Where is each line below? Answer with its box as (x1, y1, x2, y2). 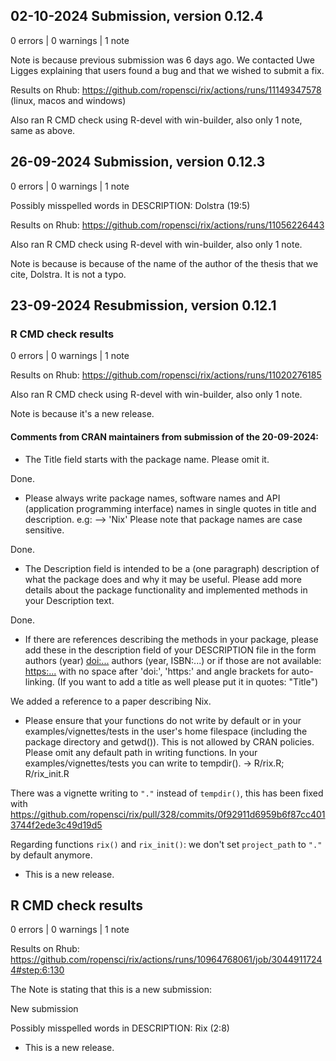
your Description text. (24, 594, 115, 606)
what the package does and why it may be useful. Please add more (24, 573, 302, 585)
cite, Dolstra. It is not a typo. (10, 268, 127, 280)
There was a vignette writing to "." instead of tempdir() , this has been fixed (10, 787, 324, 799)
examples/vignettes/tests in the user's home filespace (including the (24, 725, 308, 737)
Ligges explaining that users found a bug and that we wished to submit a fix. (10, 64, 325, 76)
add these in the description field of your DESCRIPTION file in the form (24, 644, 317, 656)
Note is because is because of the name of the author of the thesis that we (10, 257, 319, 269)
